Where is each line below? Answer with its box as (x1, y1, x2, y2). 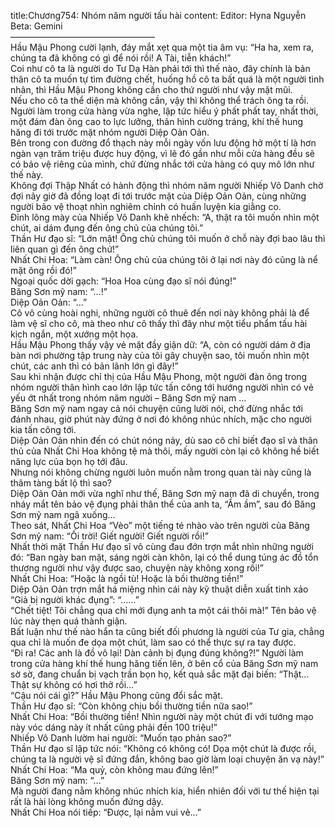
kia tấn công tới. (10, 424, 77, 435)
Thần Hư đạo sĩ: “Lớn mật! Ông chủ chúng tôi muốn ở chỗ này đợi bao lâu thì (10, 233, 326, 244)
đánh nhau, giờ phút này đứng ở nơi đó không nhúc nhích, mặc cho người (10, 413, 312, 425)
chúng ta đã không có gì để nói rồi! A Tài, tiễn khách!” (10, 52, 232, 64)
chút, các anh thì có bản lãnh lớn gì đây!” (10, 360, 179, 372)
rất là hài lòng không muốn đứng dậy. (10, 796, 164, 807)
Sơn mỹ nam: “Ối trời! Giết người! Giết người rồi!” (10, 530, 209, 542)
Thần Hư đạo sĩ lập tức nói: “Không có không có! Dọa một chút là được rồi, (10, 743, 317, 754)
